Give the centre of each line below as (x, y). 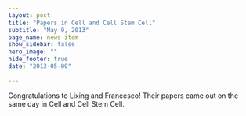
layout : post (29, 15)
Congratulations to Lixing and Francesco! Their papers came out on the (123, 96)
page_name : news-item (43, 37)
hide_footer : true (38, 60)
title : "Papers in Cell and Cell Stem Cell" (82, 23)
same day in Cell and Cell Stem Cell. (67, 103)
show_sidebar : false (42, 45)
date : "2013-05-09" (40, 67)
